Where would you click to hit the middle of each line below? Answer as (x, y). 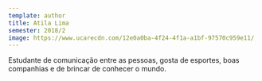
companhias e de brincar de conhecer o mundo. (88, 69)
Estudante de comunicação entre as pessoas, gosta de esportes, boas (124, 60)
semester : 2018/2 (37, 30)
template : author (37, 15)
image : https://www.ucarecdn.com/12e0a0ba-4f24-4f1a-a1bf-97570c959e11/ (131, 38)
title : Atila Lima (39, 23)
